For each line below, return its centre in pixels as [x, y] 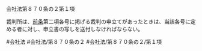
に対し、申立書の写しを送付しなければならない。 [82, 29]
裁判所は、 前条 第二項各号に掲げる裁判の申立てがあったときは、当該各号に [98, 22]
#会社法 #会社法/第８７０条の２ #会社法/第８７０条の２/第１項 [84, 42]
